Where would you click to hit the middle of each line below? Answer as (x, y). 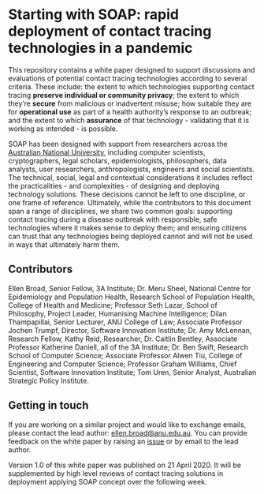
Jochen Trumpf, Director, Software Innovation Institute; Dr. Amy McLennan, (130, 330)
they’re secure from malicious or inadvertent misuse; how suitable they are (130, 103)
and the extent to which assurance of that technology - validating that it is (129, 120)
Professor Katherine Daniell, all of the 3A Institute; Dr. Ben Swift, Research (128, 347)
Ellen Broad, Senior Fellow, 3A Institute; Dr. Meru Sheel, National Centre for (130, 288)
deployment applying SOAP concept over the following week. (108, 481)
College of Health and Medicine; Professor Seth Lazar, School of (113, 305)
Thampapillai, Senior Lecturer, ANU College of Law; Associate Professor (125, 322)
